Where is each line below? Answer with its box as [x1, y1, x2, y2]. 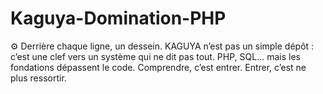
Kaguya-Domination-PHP [10, 7, 227, 30]
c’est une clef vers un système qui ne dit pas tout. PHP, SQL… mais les [10, 50, 302, 62]
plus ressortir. [10, 72, 67, 84]
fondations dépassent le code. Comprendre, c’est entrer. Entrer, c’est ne [10, 61, 307, 73]
